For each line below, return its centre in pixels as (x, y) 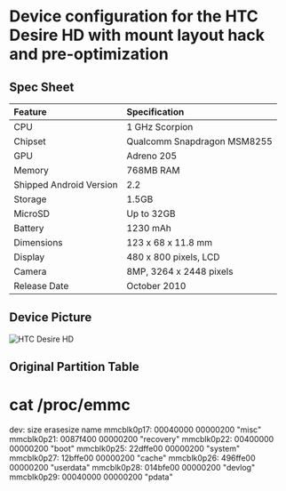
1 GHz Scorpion (160, 127)
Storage (30, 199)
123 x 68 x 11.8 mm (170, 242)
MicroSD (32, 213)
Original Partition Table (74, 367)
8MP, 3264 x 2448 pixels (180, 271)
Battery (29, 228)
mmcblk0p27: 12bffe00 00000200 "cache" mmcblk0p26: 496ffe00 (132, 458)
